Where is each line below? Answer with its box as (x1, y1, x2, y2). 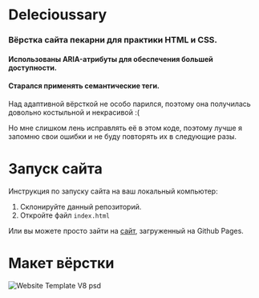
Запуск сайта (8, 160, 103, 178)
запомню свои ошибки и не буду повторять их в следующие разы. (8, 131, 237, 141)
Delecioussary (8, 6, 107, 24)
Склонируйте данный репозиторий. (19, 202, 142, 211)
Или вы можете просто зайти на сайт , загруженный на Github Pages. (8, 226, 245, 235)
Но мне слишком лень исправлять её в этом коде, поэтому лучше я (8, 123, 243, 133)
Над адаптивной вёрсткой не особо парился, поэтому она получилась (8, 99, 251, 108)
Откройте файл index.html (19, 210, 110, 220)
